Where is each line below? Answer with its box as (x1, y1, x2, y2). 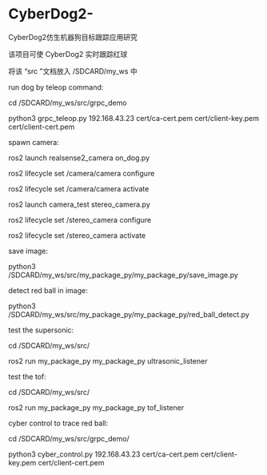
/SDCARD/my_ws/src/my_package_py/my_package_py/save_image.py (8, 270, 238, 280)
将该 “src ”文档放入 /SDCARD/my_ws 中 (8, 66, 137, 76)
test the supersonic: (8, 325, 74, 335)
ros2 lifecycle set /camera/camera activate (8, 183, 149, 193)
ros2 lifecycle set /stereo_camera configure (8, 215, 152, 224)
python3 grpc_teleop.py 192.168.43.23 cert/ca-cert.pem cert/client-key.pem (8, 113, 260, 123)
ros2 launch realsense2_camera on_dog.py (8, 153, 150, 163)
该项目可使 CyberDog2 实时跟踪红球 (8, 49, 128, 58)
